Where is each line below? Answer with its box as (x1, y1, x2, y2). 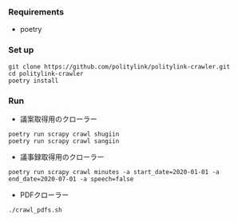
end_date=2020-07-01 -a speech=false (8, 175, 134, 183)
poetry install (8, 77, 59, 85)
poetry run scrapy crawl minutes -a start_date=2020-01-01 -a (8, 168, 220, 176)
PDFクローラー (19, 190, 69, 200)
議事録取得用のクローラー (19, 152, 105, 161)
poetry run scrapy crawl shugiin (8, 130, 120, 138)
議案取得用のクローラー (19, 114, 97, 124)
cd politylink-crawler (8, 69, 84, 77)
